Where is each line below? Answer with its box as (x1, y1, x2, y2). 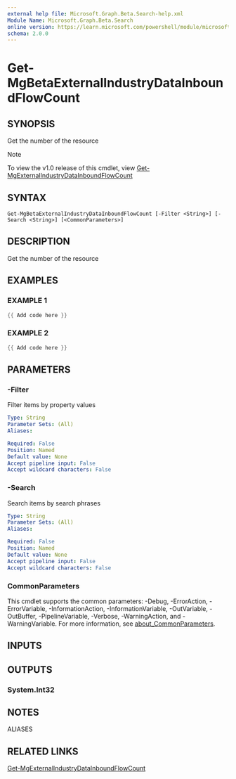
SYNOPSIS (7, 117, 55, 130)
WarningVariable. (7, 619, 58, 628)
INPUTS (7, 640, 42, 652)
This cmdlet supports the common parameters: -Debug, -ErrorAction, (7, 597, 209, 605)
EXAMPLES (7, 275, 58, 287)
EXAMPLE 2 (7, 328, 49, 338)
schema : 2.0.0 (7, 30, 49, 37)
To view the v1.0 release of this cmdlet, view (7, 164, 136, 172)
